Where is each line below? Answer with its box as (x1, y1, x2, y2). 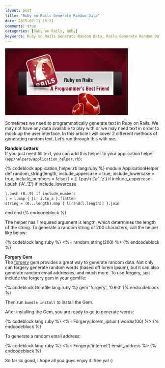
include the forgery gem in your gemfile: (5, 275, 87, 281)
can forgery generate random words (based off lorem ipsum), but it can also (5, 264, 159, 270)
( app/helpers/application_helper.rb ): (5, 156, 82, 162)
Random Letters (5, 145, 38, 151)
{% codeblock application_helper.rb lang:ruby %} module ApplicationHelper (5, 165, 159, 171)
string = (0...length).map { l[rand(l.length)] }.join (5, 201, 120, 206)
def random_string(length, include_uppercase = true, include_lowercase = (5, 170, 155, 176)
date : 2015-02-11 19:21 (5, 18, 54, 23)
